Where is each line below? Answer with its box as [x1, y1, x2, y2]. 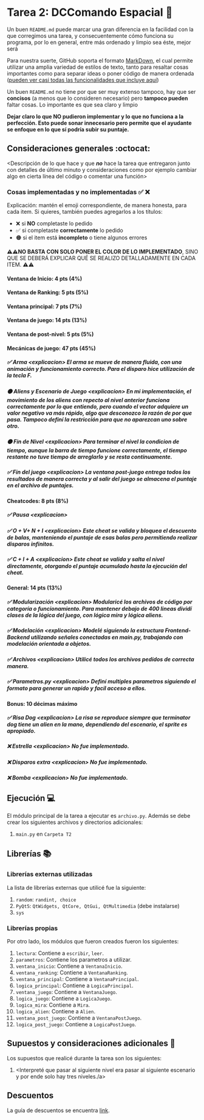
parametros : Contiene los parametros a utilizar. [15, 956, 132, 963]
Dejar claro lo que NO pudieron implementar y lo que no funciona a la [7, 113, 184, 120]
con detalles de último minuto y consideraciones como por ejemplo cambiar [7, 166, 197, 173]
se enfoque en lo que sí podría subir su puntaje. [7, 125, 129, 133]
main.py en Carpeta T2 [15, 831, 72, 838]
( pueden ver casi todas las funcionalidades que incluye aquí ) [7, 76, 160, 83]
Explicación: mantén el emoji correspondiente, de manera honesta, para [7, 202, 187, 209]
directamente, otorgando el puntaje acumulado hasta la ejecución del [7, 563, 188, 570]
